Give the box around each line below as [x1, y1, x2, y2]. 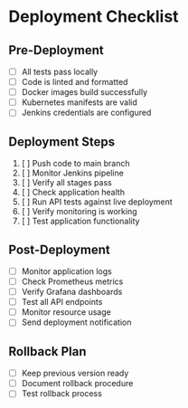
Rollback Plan [8, 344, 87, 359]
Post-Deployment [8, 242, 110, 257]
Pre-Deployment [8, 43, 105, 58]
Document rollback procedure [21, 378, 134, 389]
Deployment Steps [8, 134, 115, 149]
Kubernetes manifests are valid [21, 97, 137, 108]
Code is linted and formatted [21, 77, 128, 88]
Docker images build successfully [21, 87, 148, 98]
